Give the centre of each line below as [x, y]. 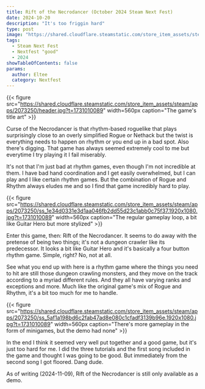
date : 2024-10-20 [28, 18]
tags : [13, 40]
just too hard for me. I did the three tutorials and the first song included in [98, 349]
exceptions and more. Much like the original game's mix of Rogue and [94, 286]
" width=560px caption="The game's [150, 111]
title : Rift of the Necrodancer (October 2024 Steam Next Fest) [90, 12]
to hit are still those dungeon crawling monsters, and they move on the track [102, 274]
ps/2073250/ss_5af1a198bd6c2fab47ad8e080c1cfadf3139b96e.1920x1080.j [101, 318]
